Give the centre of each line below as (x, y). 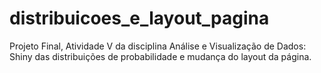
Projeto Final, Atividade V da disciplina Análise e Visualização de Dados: (158, 46)
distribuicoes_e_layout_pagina (139, 18)
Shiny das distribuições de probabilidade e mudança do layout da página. (160, 56)
